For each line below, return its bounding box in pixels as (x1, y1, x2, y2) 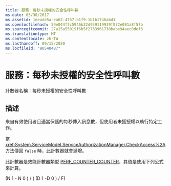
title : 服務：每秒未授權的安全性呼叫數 (5, 7, 79, 13)
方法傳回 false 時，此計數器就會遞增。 (5, 147, 87, 154)
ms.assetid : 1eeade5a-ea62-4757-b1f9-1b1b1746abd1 (5, 17, 116, 22)
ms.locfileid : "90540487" (5, 46, 60, 51)
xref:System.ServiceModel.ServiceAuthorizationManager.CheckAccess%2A (5, 142, 166, 148)
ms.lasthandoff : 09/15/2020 (5, 41, 66, 46)
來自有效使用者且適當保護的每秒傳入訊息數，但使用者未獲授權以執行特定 (5, 119, 158, 125)
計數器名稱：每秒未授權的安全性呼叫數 (5, 87, 86, 94)
